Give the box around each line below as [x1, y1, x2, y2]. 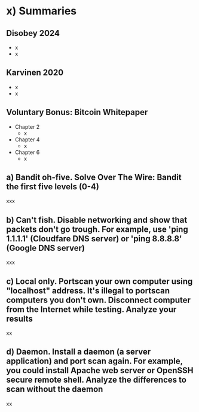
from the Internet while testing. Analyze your [6, 304, 177, 314]
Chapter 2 [14, 123, 40, 130]
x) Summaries [6, 4, 77, 18]
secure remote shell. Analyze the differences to [6, 375, 187, 385]
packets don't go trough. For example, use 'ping [6, 224, 188, 234]
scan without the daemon [6, 384, 103, 395]
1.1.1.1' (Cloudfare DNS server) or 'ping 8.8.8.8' [6, 234, 182, 244]
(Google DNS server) [6, 243, 85, 253]
